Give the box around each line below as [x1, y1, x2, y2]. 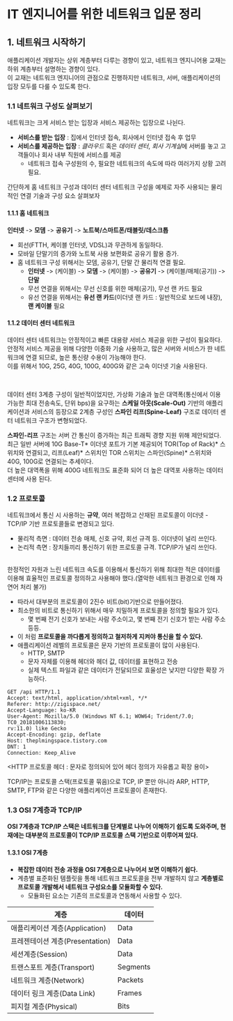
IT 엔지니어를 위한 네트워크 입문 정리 [7, 6, 202, 22]
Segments [117, 962, 151, 972]
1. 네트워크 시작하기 [7, 36, 86, 48]
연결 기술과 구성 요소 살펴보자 [19, 192, 100, 200]
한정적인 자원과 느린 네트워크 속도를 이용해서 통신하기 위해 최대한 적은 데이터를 [7, 565, 221, 574]
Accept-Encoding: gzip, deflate [7, 731, 101, 738]
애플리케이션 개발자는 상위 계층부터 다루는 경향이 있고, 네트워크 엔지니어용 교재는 [7, 56, 227, 64]
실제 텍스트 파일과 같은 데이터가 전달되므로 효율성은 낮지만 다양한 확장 [27, 666, 218, 674]
